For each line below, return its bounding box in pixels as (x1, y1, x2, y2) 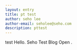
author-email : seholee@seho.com (5, 21, 72, 26)
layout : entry (5, 7, 35, 12)
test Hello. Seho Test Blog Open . (5, 39, 73, 45)
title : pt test (5, 12, 37, 17)
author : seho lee (5, 16, 41, 21)
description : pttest (5, 26, 48, 31)
